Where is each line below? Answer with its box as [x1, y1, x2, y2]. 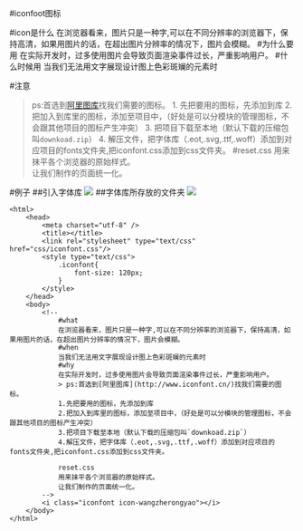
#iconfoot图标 [9, 8, 62, 18]
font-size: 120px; [73, 268, 144, 277]
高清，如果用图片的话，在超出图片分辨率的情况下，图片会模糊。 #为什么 [16, 39, 287, 49]
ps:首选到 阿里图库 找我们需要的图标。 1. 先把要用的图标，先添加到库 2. [31, 100, 292, 111]
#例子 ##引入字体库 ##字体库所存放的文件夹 [9, 187, 185, 198]
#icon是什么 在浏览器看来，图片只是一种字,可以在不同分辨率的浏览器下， [9, 27, 280, 38]
